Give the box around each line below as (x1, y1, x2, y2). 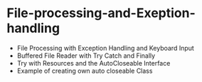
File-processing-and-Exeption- (6, 5, 196, 21)
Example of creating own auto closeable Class (16, 66, 153, 75)
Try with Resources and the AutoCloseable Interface (16, 58, 171, 67)
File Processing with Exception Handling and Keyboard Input (16, 43, 195, 52)
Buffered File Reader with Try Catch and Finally (16, 51, 156, 60)
